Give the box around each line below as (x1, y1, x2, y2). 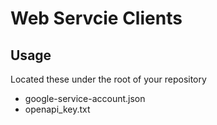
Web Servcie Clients (10, 7, 183, 30)
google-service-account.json (24, 93, 146, 104)
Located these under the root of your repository (10, 73, 207, 85)
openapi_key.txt (24, 103, 91, 115)
